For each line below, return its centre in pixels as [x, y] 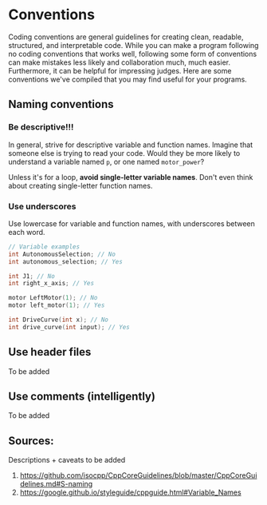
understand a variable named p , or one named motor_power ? [106, 161]
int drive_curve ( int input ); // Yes [69, 327]
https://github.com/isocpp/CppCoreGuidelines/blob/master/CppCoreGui [138, 475]
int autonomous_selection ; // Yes [66, 261]
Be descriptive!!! [41, 127]
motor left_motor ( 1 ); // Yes [57, 305]
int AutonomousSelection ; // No [62, 254]
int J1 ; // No [32, 276]
